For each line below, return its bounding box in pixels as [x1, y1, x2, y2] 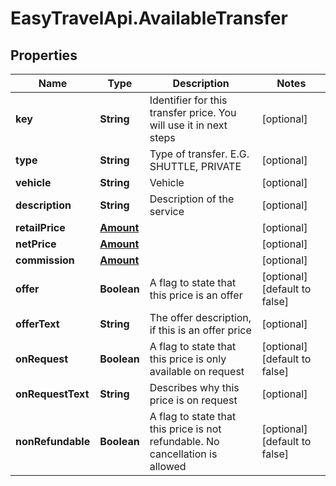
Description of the [149, 192, 235, 206]
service [149, 205, 185, 218]
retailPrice [15, 221, 66, 234]
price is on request [149, 393, 238, 407]
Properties [10, 47, 78, 64]
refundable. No [149, 435, 220, 448]
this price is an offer [149, 288, 243, 302]
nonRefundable [15, 435, 91, 448]
